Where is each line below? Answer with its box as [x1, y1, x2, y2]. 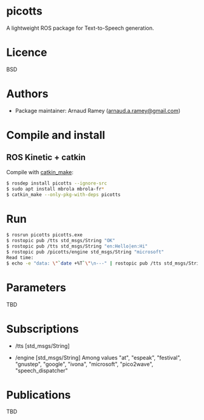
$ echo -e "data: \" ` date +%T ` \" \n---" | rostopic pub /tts [6, 260, 162, 266]
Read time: [6, 254, 34, 260]
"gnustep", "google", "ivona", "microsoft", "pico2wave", [15, 360, 154, 368]
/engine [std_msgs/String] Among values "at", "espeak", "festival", [15, 354, 182, 361]
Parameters [6, 280, 67, 294]
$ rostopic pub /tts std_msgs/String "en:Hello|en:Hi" [6, 243, 148, 249]
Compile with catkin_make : [6, 168, 74, 175]
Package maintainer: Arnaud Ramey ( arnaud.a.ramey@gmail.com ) [15, 107, 181, 114]
